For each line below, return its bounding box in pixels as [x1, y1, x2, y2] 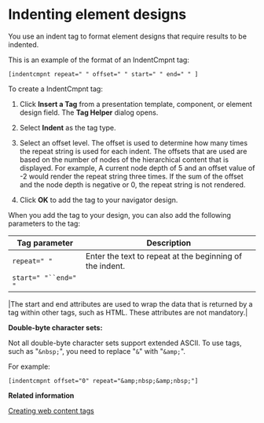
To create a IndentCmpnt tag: [8, 84, 104, 94]
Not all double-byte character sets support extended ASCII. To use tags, [8, 338, 242, 348]
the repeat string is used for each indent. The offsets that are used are [19, 146, 247, 156]
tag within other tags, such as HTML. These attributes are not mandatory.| [8, 307, 248, 317]
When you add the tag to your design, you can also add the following [8, 210, 232, 219]
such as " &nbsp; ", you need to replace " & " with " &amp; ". [8, 346, 186, 355]
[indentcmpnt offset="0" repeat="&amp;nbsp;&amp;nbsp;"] [8, 377, 199, 384]
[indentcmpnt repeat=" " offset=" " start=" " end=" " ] [8, 70, 199, 78]
